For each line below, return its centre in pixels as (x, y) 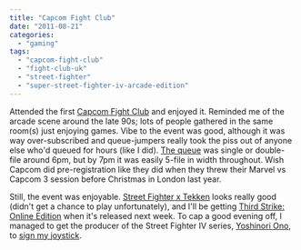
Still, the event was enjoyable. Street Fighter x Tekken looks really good (143, 196)
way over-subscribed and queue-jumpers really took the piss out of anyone (151, 140)
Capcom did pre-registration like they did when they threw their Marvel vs (148, 169)
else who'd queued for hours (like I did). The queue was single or (131, 150)
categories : (32, 35)
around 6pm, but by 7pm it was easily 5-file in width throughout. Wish (154, 159)
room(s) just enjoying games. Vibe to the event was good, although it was (147, 130)
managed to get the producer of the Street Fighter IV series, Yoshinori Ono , (150, 225)
